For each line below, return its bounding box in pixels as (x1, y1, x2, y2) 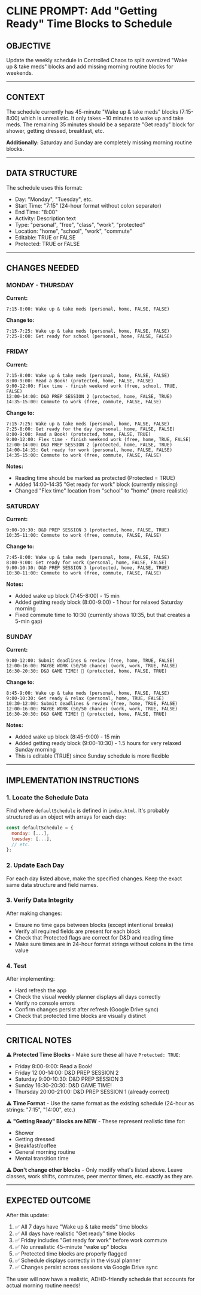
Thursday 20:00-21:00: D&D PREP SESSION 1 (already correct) (14, 1088, 170, 1095)
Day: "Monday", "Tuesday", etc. (14, 196, 93, 203)
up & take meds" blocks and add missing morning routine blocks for (6, 63, 173, 70)
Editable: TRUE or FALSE (14, 233, 76, 241)
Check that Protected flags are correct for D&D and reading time (14, 934, 173, 941)
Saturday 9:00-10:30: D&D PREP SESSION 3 (14, 1075, 124, 1083)
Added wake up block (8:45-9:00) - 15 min (14, 733, 121, 740)
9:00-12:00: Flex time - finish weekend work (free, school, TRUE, (6, 383, 178, 389)
